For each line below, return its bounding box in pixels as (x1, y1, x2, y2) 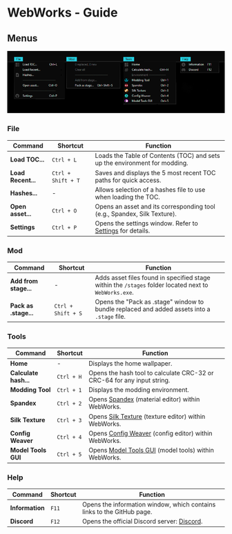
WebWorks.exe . (95, 288, 135, 296)
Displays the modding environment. (88, 386, 190, 394)
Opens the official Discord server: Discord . (81, 517, 203, 525)
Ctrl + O (51, 207, 77, 215)
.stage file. (95, 313, 126, 321)
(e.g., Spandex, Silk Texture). (95, 210, 177, 218)
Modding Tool (10, 386, 51, 394)
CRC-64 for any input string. (88, 376, 171, 384)
